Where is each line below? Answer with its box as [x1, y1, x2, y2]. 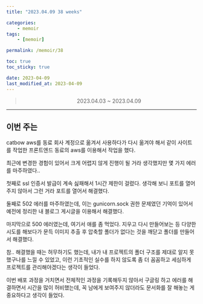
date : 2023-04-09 [6, 75, 50, 81]
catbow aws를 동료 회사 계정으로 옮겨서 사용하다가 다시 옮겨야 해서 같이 [6, 139, 176, 146]
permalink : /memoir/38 [6, 48, 63, 54]
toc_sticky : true [6, 64, 50, 70]
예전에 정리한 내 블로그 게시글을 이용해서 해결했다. [6, 208, 124, 215]
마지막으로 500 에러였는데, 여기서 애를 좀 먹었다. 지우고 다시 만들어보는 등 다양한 [6, 221, 196, 228]
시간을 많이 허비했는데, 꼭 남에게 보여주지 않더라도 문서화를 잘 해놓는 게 [27, 284, 195, 291]
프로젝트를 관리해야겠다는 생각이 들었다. [6, 264, 100, 271]
